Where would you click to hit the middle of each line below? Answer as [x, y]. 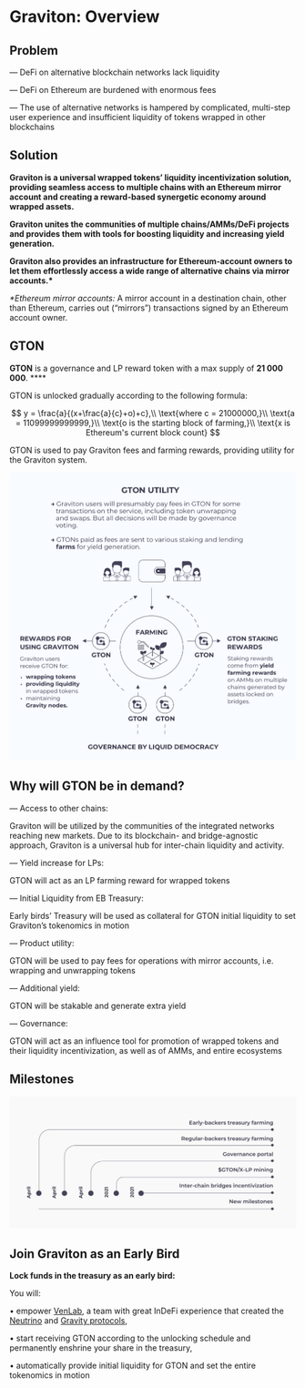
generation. [32, 243]
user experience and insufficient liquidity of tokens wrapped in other [137, 117]
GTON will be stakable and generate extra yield [98, 1005]
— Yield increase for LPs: [57, 862]
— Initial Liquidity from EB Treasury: [76, 898]
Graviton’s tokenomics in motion [70, 925]
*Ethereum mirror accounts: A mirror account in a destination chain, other [148, 298]
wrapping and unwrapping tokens [73, 970]
